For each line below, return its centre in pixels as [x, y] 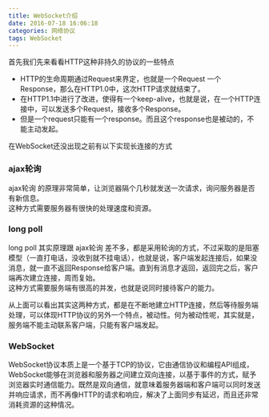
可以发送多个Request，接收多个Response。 [113, 109]
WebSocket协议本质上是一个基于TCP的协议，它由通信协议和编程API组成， [131, 365]
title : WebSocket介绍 [43, 16]
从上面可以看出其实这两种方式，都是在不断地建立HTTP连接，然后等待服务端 [133, 305]
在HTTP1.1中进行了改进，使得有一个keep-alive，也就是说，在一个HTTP [137, 99]
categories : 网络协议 [42, 30]
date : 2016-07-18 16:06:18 [53, 23]
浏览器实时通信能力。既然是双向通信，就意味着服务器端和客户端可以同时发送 [134, 385]
